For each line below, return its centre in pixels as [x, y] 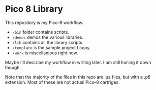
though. [13, 67]
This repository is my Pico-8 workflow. [44, 22]
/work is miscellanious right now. [45, 53]
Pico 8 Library [34, 9]
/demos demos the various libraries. [48, 37]
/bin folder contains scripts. [41, 32]
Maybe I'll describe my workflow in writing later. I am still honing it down [78, 62]
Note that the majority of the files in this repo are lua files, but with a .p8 [78, 77]
